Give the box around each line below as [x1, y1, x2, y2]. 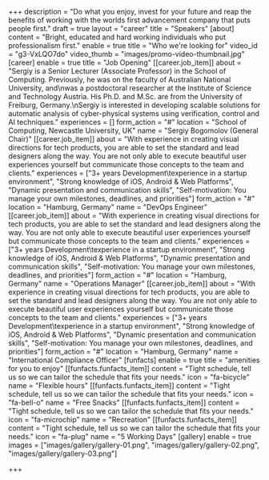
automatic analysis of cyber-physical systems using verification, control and [8, 109, 260, 118]
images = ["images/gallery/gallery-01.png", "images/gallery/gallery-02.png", [8, 440, 260, 450]
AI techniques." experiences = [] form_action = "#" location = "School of [8, 118, 247, 126]
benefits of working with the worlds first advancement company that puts [8, 15, 251, 25]
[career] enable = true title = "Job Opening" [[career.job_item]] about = [8, 58, 242, 67]
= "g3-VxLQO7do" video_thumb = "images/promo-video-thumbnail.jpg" [8, 50, 246, 58]
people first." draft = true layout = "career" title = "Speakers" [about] [8, 24, 235, 33]
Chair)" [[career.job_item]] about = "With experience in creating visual [8, 134, 239, 143]
